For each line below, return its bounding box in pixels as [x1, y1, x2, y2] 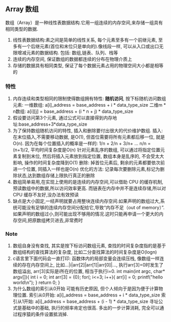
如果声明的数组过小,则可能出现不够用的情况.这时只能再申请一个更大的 [12, 211, 159, 217]
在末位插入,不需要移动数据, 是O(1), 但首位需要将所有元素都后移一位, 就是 [12, 134, 165, 140]
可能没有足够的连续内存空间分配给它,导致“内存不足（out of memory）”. [17, 205, 165, 211]
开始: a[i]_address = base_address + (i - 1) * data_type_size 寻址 [24, 298, 159, 305]
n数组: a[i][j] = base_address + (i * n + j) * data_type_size [12, 108, 134, 114]
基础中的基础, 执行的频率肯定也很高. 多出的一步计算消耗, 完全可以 [22, 305, 160, 311]
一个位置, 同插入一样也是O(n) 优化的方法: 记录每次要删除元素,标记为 [17, 166, 160, 172]
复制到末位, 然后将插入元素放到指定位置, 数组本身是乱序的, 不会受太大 [17, 153, 164, 159]
